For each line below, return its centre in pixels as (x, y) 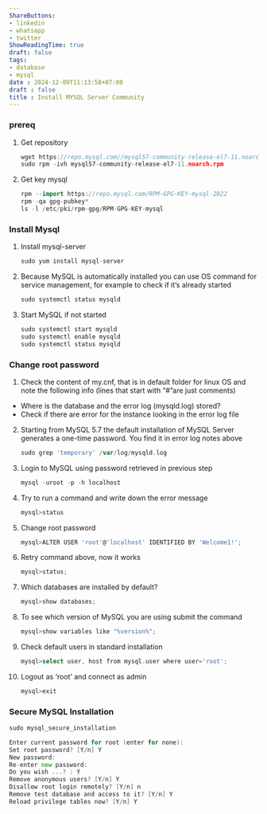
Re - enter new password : (48, 765)
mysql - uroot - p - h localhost (71, 483)
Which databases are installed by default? (89, 587)
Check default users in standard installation (92, 647)
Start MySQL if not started (63, 315)
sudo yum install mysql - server (72, 261)
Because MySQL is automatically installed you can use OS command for (139, 276)
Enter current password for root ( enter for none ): (96, 742)
